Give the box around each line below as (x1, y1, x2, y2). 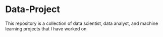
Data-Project (5, 4, 61, 15)
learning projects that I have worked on (5, 25, 87, 31)
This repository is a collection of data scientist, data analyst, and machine (5, 20, 158, 26)
